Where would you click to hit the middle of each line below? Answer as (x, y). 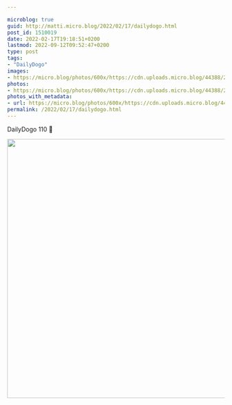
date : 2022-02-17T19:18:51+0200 (54, 39)
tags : (15, 58)
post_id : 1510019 (32, 32)
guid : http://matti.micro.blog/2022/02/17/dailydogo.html (92, 26)
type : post (23, 52)
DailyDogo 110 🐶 (30, 129)
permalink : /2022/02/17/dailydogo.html (65, 110)
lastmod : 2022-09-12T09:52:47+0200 (58, 46)
